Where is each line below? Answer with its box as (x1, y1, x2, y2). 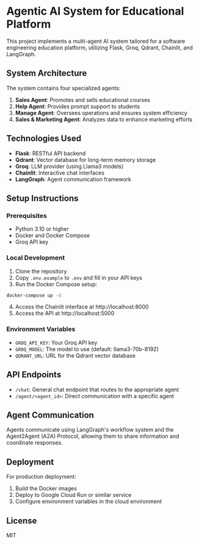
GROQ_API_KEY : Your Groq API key (15, 339, 98, 346)
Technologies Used (6, 133, 81, 144)
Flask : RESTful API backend (15, 150, 86, 157)
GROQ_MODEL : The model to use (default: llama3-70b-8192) (15, 345, 159, 352)
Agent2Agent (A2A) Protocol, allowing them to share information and (6, 432, 179, 440)
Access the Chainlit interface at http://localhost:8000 (15, 303, 149, 311)
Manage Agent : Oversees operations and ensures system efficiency (15, 109, 187, 117)
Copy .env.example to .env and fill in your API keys (15, 274, 142, 281)
